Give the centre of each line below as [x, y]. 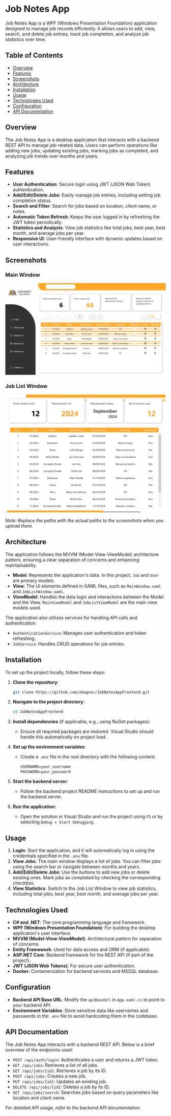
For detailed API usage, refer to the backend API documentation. [73, 1107]
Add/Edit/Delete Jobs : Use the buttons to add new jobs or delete [81, 872]
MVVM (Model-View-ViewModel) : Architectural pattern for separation [87, 939]
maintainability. [21, 565]
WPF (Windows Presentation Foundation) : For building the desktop [84, 928]
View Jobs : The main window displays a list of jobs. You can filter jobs [87, 861]
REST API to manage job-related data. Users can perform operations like [81, 145]
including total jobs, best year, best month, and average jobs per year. [86, 894]
